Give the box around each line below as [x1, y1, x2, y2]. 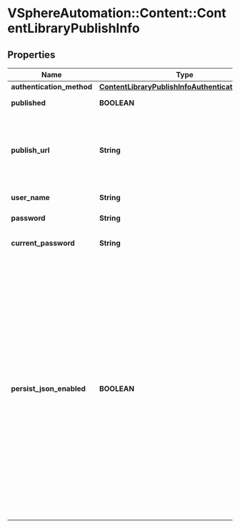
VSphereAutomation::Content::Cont [7, 5, 226, 21]
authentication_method [11, 82, 93, 91]
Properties [7, 49, 56, 61]
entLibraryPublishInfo [7, 20, 141, 36]
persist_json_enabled [11, 384, 86, 394]
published [11, 98, 46, 108]
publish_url [11, 145, 50, 155]
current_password [11, 238, 75, 248]
